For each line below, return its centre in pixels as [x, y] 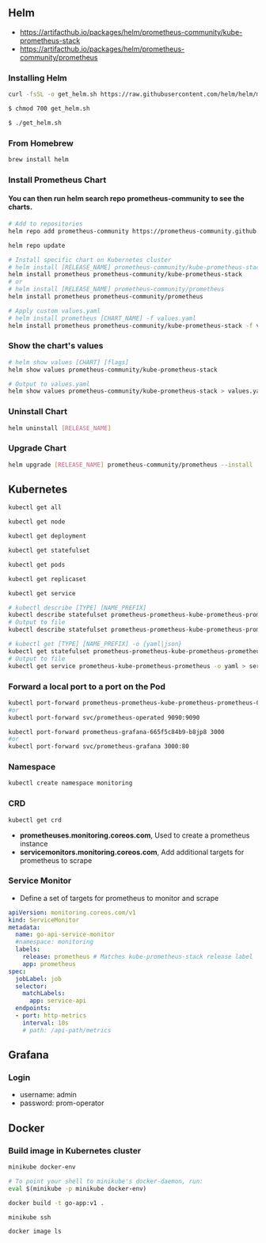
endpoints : [33, 1009]
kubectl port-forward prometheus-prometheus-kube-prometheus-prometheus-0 [134, 703]
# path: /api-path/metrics [67, 1030]
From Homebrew [41, 143]
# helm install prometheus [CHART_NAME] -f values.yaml [102, 318]
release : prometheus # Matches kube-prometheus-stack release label [138, 957]
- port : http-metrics [51, 1016]
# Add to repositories [46, 224]
